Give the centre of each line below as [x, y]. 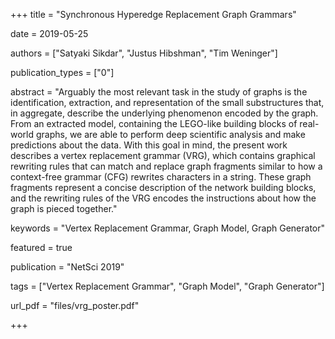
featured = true [41, 247]
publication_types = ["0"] [62, 72]
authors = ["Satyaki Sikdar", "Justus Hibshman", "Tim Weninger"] [144, 53]
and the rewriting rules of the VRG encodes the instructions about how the [163, 198]
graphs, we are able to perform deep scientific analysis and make [170, 134]
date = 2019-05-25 [49, 33]
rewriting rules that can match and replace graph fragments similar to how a [166, 166]
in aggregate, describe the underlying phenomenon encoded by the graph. [164, 113]
